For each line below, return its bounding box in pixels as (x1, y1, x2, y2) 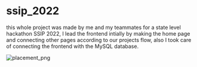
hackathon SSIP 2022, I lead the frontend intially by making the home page (6, 30, 190, 37)
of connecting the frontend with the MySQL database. (6, 43, 139, 50)
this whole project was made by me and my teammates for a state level (6, 24, 181, 31)
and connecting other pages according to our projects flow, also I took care (6, 36, 192, 43)
